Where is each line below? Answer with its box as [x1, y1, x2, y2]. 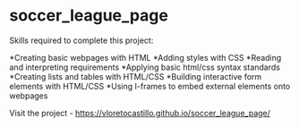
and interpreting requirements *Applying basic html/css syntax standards [9, 62, 280, 72]
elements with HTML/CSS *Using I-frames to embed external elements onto [9, 80, 291, 91]
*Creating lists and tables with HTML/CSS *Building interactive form [9, 71, 262, 81]
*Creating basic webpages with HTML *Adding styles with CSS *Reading [9, 52, 282, 63]
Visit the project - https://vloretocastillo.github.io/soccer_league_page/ [9, 107, 271, 118]
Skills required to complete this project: [9, 35, 154, 46]
